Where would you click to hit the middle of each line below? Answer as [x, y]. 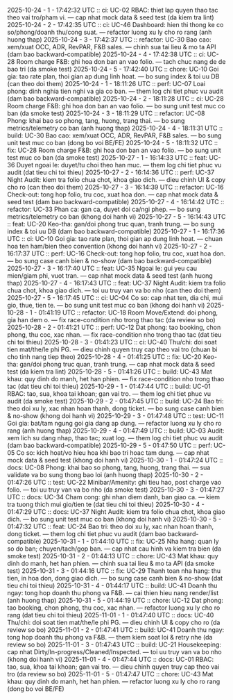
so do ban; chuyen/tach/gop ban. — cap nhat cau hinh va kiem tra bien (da [114, 549]
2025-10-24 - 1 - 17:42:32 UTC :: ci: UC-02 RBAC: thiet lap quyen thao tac [113, 10]
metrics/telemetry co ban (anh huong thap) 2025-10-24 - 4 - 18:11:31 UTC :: [115, 128]
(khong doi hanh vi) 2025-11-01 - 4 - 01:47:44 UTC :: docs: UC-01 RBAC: [110, 659]
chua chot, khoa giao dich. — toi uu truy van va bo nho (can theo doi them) [114, 290]
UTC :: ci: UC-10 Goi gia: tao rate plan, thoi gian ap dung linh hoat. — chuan [115, 239]
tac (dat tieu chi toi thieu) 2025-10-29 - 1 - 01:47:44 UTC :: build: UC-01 [109, 386]
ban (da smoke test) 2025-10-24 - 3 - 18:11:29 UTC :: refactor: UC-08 [106, 113]
